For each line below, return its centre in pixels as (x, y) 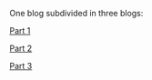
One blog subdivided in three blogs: (76, 13)
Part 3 (21, 66)
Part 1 (20, 30)
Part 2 (21, 48)
